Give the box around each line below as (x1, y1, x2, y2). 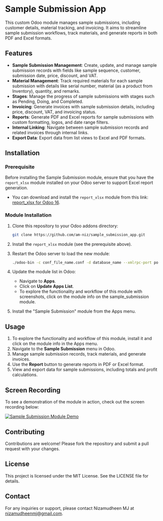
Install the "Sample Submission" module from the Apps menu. (12, 308, 136, 314)
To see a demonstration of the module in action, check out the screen (5, 399, 145, 405)
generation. (5, 185, 28, 191)
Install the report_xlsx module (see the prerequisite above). (12, 241, 132, 247)
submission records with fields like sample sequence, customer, (12, 67, 141, 73)
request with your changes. (5, 445, 60, 452)
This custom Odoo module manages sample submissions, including (5, 20, 140, 25)
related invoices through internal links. (12, 129, 89, 135)
